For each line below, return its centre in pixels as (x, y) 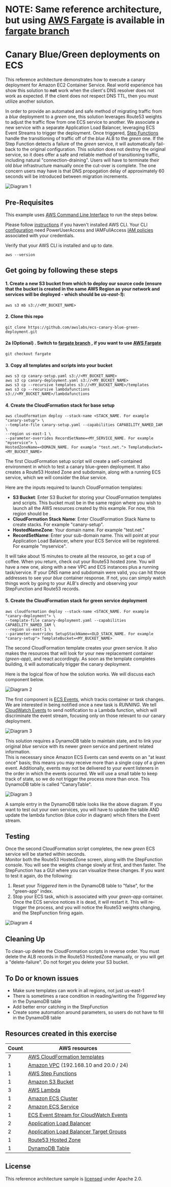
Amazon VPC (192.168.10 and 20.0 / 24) (78, 1065)
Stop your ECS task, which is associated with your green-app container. (88, 897)
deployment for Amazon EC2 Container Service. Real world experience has (84, 85)
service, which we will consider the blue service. (56, 478)
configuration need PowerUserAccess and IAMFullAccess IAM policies (79, 230)
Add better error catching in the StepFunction (60, 1006)
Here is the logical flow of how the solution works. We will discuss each (80, 674)
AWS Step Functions (52, 1073)
